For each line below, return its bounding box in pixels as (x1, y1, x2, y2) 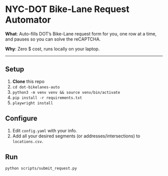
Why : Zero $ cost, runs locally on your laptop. (5, 46, 100, 52)
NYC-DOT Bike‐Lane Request (5, 4, 130, 15)
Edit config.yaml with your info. (12, 127, 77, 133)
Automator (5, 14, 51, 26)
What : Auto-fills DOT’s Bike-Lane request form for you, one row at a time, (5, 31, 156, 37)
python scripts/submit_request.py (5, 166, 77, 171)
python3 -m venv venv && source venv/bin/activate (12, 90, 120, 95)
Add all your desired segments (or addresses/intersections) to (12, 133, 140, 139)
